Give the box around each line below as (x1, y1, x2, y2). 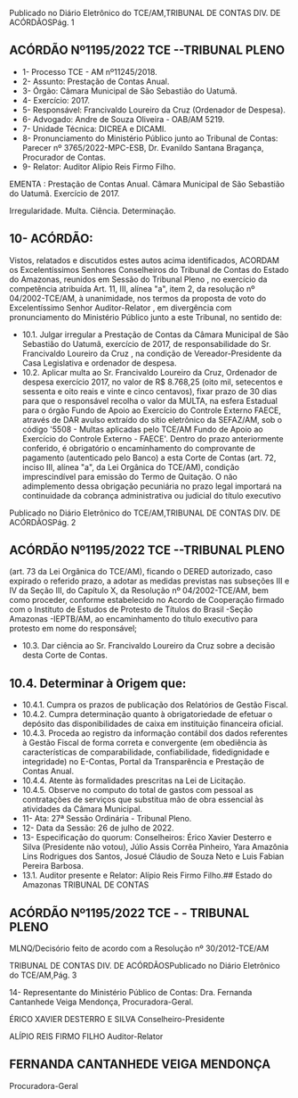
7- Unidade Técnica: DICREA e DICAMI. (21, 123, 167, 134)
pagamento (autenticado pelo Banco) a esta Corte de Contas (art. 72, (21, 452, 277, 463)
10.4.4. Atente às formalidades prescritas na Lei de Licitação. (21, 775, 246, 786)
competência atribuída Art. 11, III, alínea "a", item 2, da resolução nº (9, 283, 255, 293)
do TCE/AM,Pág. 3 (9, 970, 77, 980)
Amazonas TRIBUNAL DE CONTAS (21, 879, 149, 890)
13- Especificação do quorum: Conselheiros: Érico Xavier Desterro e (21, 832, 272, 843)
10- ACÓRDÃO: (9, 231, 93, 246)
